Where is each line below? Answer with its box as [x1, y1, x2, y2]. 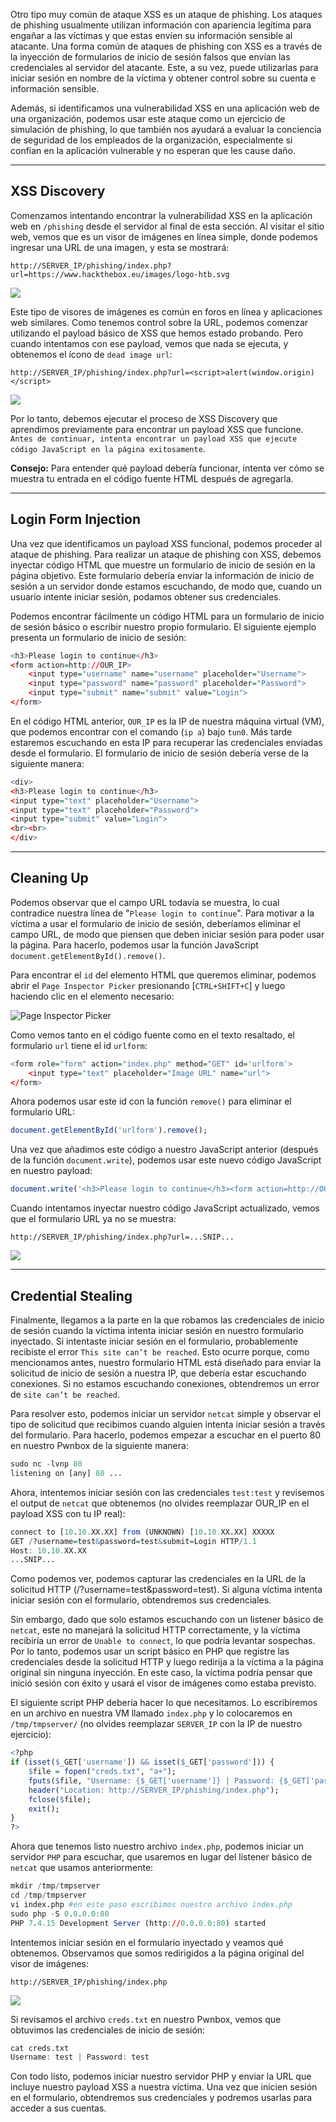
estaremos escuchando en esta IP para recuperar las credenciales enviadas [10, 736, 323, 748]
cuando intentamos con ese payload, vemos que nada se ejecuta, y [10, 337, 289, 349]
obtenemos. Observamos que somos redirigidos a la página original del [10, 1947, 305, 1959]
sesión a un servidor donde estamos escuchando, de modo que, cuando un [10, 580, 322, 592]
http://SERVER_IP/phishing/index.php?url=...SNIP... [10, 1232, 235, 1243]
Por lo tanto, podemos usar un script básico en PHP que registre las [10, 1645, 290, 1658]
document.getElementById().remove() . [10, 949, 166, 961]
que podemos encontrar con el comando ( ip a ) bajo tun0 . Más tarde [10, 725, 293, 738]
